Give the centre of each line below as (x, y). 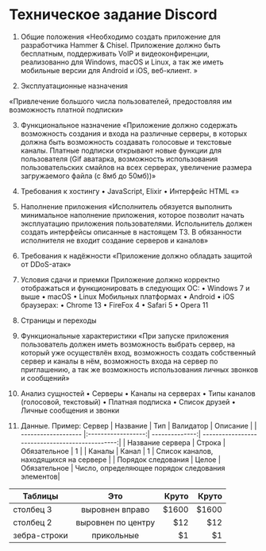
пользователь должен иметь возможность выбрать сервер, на (128, 344)
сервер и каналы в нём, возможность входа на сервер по (119, 361)
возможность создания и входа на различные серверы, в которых (134, 134)
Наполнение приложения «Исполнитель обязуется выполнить (126, 206)
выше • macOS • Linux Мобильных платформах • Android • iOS (127, 297)
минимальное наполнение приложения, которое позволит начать (132, 215)
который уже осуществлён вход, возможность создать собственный (138, 352)
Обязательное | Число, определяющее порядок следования (123, 468)
